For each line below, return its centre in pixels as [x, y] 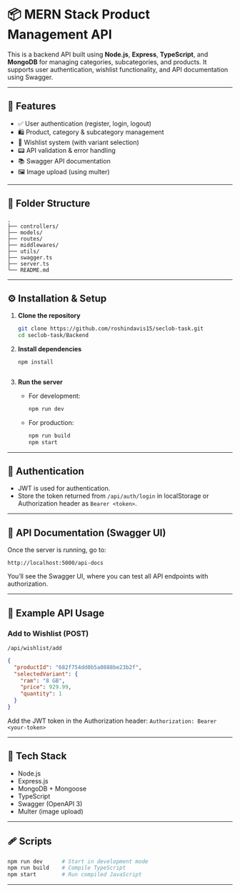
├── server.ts [29, 264]
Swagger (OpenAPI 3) [50, 803]
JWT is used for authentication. [64, 488]
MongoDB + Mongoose [52, 788]
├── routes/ [25, 239]
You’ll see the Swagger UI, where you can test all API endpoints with [108, 576]
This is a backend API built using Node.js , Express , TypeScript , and [108, 54]
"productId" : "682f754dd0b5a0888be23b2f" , [78, 667]
